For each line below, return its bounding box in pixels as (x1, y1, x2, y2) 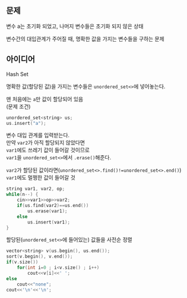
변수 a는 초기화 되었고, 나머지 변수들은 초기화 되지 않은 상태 (6, 23, 144, 30)
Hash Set (6, 70, 28, 77)
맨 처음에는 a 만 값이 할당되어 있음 (6, 95, 84, 102)
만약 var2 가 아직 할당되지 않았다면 (6, 139, 85, 146)
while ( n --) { (6, 192, 39, 197)
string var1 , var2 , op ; (6, 186, 65, 192)
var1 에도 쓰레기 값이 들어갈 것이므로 (6, 146, 90, 153)
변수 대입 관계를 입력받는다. (6, 131, 70, 139)
